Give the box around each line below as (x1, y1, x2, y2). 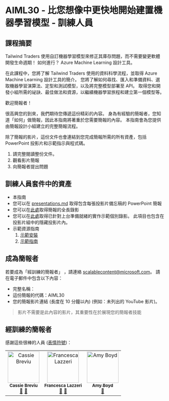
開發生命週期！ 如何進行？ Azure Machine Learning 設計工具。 (5, 60, 135, 66)
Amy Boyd (92, 383, 114, 388)
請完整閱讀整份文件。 (12, 151, 57, 157)
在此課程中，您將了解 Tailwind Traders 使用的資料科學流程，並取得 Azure (5, 70, 157, 76)
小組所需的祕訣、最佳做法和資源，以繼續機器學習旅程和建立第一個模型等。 (9, 89, 164, 95)
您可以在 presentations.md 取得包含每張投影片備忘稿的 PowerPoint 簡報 (12, 200, 162, 206)
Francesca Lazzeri (44, 383, 82, 388)
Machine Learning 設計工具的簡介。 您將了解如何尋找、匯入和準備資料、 (5, 77, 156, 82)
